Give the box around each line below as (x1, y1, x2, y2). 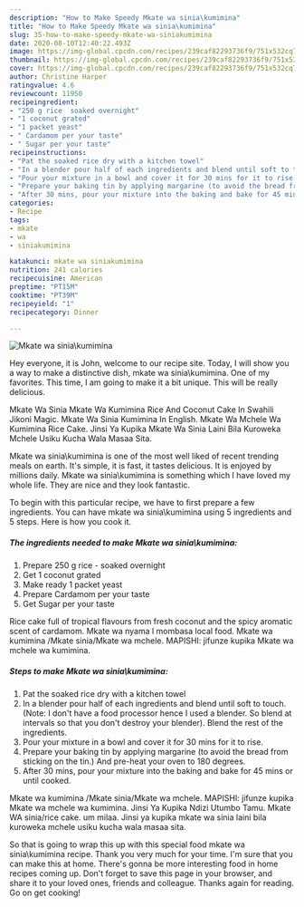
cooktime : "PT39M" (9, 291, 79, 300)
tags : (9, 215, 30, 225)
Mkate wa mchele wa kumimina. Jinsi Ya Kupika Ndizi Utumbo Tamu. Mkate (9, 803, 291, 814)
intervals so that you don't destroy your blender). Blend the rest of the (22, 718, 283, 728)
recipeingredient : (9, 97, 79, 107)
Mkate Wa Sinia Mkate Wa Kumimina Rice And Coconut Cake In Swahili (9, 404, 274, 415)
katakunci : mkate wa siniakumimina (9, 257, 144, 266)
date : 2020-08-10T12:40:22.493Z (9, 38, 131, 48)
